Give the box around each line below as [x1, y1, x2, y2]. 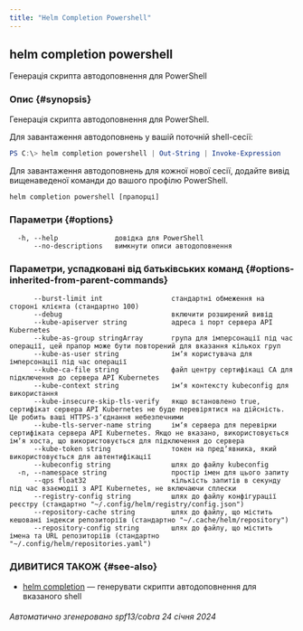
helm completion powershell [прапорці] [9, 192, 160, 202]
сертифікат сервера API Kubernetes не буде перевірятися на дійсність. [9, 405, 285, 414]
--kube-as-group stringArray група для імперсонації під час [33, 334, 294, 344]
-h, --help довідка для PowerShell [17, 233, 204, 242]
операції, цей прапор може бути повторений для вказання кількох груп [9, 342, 281, 351]
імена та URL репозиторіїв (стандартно [9, 532, 160, 541]
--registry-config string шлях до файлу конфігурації [33, 492, 278, 502]
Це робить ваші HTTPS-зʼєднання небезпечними [9, 413, 184, 422]
